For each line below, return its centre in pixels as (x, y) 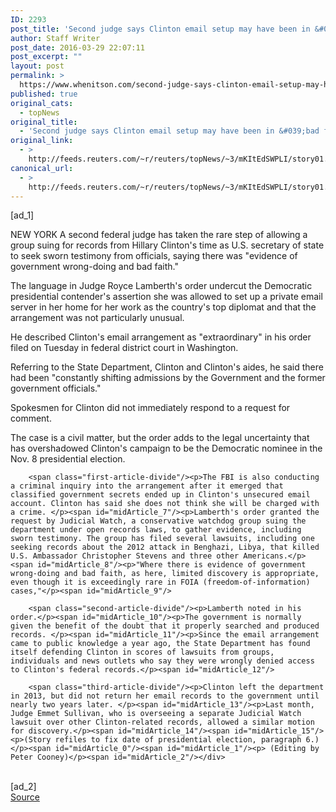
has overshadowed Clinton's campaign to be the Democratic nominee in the (166, 448)
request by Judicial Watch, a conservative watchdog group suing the (158, 521)
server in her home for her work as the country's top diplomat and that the (163, 307)
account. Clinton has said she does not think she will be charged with (165, 504)
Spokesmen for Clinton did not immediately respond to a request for (150, 408)
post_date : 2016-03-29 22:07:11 (77, 47)
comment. (31, 418)
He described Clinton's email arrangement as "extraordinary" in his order (161, 337)
